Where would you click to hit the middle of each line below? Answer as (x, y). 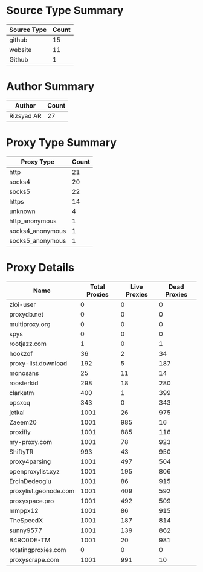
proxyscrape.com (34, 559)
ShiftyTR (21, 452)
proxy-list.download (38, 363)
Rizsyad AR (25, 115)
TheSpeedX (26, 520)
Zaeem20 (23, 422)
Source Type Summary (65, 11)
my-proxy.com (31, 442)
